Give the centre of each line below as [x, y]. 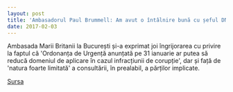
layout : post [26, 13]
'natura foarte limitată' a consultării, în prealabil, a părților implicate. [103, 68]
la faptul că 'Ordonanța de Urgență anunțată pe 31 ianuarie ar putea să [107, 53]
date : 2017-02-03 [32, 26]
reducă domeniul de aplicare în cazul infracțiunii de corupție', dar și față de [114, 61]
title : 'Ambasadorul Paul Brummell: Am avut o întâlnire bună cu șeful [113, 20]
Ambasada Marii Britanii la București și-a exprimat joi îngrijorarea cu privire [114, 46]
